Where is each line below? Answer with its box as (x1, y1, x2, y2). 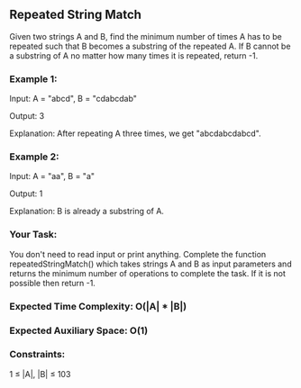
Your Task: (9, 229, 58, 241)
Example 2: (9, 150, 59, 163)
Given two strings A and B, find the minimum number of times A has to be (9, 31, 282, 41)
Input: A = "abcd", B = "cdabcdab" (9, 94, 138, 104)
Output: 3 (9, 111, 45, 122)
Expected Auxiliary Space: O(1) (9, 324, 149, 337)
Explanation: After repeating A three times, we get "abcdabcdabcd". (9, 128, 261, 139)
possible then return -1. (9, 277, 96, 288)
